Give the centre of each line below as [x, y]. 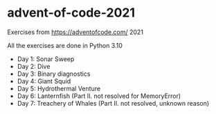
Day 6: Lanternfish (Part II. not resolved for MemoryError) [99, 96]
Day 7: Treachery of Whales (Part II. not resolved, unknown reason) [113, 103]
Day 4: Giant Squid [44, 81]
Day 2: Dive [34, 66]
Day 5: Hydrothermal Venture [59, 88]
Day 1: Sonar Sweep [46, 59]
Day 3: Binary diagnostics [54, 74]
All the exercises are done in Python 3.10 [65, 45]
